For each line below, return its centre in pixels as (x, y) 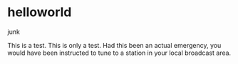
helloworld (40, 12)
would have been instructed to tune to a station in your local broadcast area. (119, 53)
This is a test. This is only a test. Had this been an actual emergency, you (114, 45)
